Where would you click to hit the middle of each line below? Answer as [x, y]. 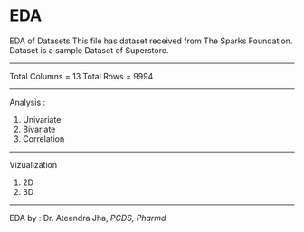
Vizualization [33, 164]
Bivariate [39, 129]
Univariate [42, 119]
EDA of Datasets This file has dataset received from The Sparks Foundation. [151, 41]
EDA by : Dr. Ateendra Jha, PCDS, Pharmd [88, 218]
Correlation [43, 139]
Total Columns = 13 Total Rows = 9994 [81, 76]
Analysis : [28, 102]
